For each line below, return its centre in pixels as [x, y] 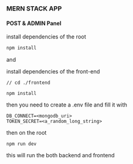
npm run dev [21, 144]
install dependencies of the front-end [53, 71]
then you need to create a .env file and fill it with [67, 105]
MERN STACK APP [34, 9]
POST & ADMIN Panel [34, 23]
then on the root [27, 132]
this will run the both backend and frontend [60, 155]
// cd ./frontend [28, 83]
